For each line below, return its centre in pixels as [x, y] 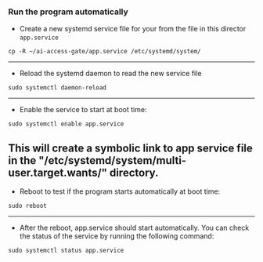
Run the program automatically [68, 12]
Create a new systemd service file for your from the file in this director [133, 29]
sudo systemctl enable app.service [66, 124]
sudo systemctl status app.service [66, 251]
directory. [134, 172]
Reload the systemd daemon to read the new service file [110, 74]
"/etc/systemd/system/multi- [112, 160]
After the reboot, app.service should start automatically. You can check [134, 228]
